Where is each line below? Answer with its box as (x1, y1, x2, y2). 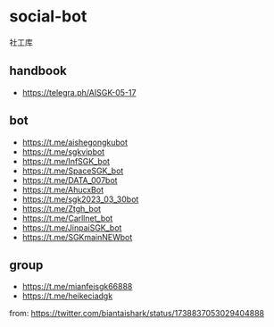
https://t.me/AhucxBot (21, 184, 104, 195)
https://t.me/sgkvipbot (21, 146, 105, 157)
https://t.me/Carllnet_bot (21, 213, 113, 223)
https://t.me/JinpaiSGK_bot (21, 222, 122, 233)
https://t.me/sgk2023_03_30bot (21, 194, 139, 205)
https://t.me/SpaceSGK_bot (21, 165, 124, 176)
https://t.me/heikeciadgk (21, 290, 113, 301)
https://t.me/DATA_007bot (21, 174, 118, 185)
